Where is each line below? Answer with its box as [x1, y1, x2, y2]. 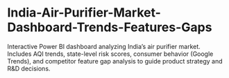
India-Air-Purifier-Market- [7, 5, 162, 21]
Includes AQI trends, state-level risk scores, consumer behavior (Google [7, 50, 214, 58]
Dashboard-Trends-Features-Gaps [7, 19, 212, 35]
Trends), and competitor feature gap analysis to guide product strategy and [7, 57, 223, 65]
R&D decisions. [7, 64, 51, 72]
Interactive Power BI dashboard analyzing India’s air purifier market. [7, 42, 201, 50]
